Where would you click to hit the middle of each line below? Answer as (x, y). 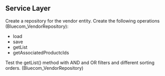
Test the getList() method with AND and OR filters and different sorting (80, 62)
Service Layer (28, 8)
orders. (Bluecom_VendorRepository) (44, 68)
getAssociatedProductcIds (41, 52)
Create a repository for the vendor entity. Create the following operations (82, 21)
